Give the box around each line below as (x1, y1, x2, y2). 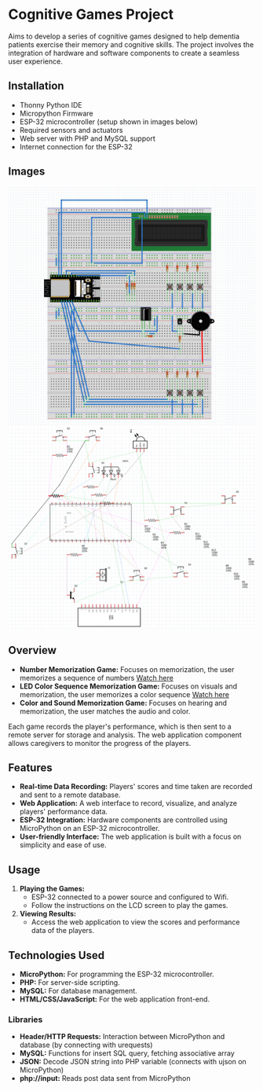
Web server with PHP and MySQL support (19, 134, 155, 143)
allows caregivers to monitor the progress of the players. (8, 738, 192, 748)
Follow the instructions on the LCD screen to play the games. (31, 901, 228, 910)
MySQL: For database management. (19, 986, 137, 995)
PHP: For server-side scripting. (19, 977, 120, 987)
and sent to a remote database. (19, 790, 121, 799)
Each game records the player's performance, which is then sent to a (8, 722, 232, 731)
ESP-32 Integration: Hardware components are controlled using (19, 815, 228, 825)
